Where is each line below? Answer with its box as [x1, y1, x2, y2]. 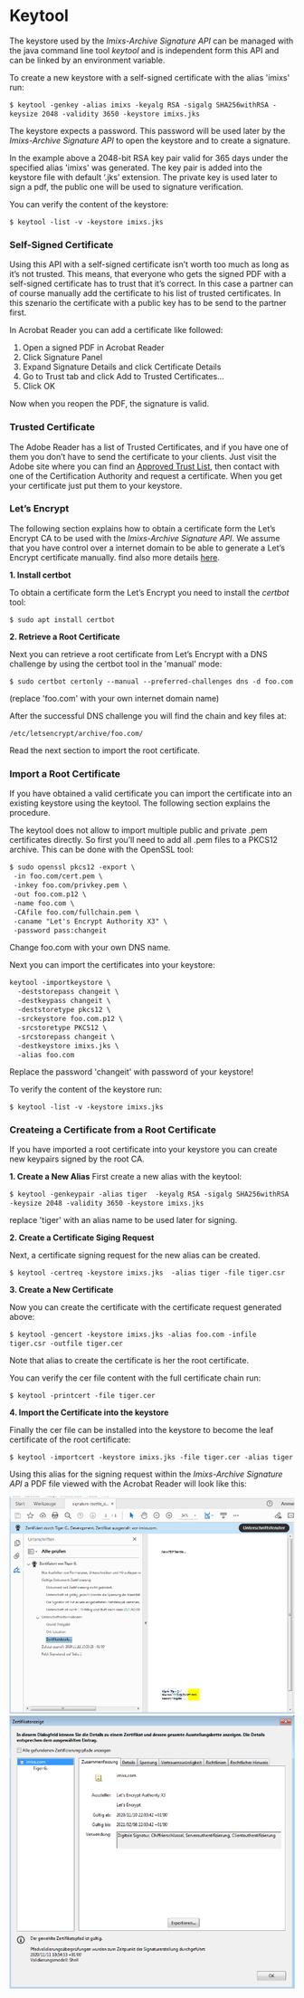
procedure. [9, 808, 52, 818]
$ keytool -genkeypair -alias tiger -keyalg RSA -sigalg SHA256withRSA [9, 1190, 290, 1200]
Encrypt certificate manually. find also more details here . [9, 551, 220, 562]
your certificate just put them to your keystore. [9, 480, 183, 491]
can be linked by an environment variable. [9, 54, 166, 65]
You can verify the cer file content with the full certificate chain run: [9, 1372, 261, 1383]
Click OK [22, 381, 56, 392]
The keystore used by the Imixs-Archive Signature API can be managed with [9, 35, 294, 46]
